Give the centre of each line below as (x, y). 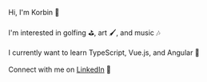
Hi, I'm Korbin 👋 (34, 12)
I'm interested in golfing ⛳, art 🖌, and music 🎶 (85, 33)
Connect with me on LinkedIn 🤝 (60, 69)
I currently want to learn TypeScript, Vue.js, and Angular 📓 (104, 53)
